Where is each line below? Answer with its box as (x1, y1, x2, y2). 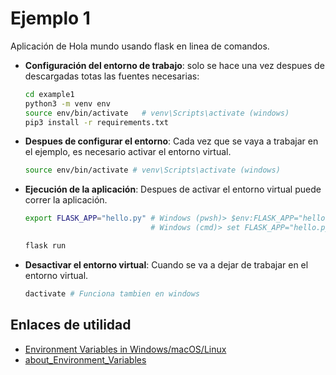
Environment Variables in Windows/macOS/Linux (24, 343, 227, 355)
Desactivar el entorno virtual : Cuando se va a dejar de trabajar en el (24, 258, 309, 271)
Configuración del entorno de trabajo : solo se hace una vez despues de (24, 59, 325, 71)
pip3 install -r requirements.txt (24, 117, 169, 127)
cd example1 (24, 89, 75, 99)
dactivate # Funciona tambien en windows (24, 288, 201, 299)
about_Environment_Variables (24, 353, 147, 366)
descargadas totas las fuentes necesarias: (24, 70, 200, 82)
